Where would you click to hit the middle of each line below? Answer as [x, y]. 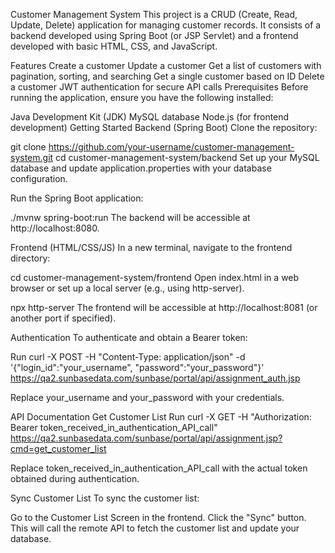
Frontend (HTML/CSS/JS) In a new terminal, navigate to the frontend [151, 247]
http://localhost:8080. [55, 228]
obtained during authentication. [75, 478]
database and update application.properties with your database [141, 168]
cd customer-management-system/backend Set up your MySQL [187, 157]
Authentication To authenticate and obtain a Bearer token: [129, 337]
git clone [28, 147]
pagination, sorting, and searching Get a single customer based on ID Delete [167, 76]
